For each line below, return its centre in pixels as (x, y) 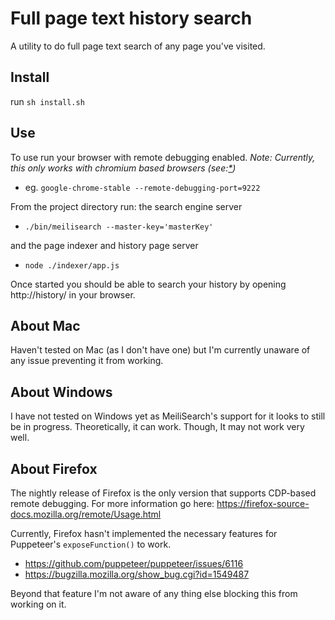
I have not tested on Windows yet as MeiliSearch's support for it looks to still (168, 416)
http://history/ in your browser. (73, 294)
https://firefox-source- (263, 503)
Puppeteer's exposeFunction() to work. (91, 544)
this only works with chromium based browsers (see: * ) (123, 168)
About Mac (45, 325)
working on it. (38, 604)
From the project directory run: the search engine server (126, 206)
